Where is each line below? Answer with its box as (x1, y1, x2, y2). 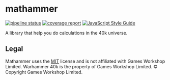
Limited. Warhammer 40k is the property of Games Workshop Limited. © (5, 63, 158, 69)
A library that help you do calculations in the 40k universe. (5, 30, 128, 36)
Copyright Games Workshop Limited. (5, 69, 83, 75)
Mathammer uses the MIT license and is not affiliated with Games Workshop (5, 58, 165, 64)
